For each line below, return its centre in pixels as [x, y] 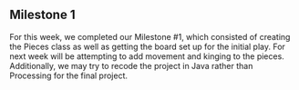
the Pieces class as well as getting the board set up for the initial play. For [147, 46]
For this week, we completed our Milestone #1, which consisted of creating [150, 36]
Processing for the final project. [69, 75]
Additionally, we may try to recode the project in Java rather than [131, 65]
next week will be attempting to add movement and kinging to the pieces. [147, 56]
